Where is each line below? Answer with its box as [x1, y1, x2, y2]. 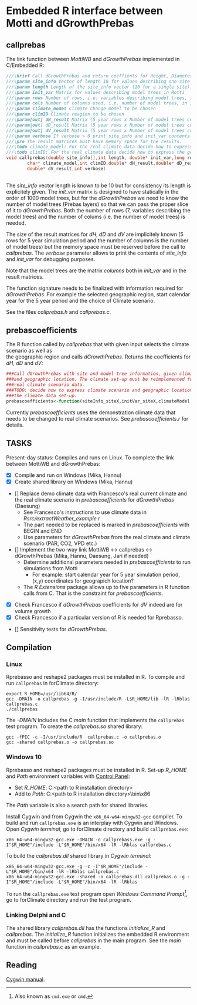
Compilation [6, 642, 52, 652]
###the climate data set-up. [6, 392, 77, 398]
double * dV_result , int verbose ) [27, 165, 107, 171]
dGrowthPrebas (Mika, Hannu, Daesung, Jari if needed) [14, 552, 149, 559]
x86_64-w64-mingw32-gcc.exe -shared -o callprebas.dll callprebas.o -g [6, 874, 185, 879]
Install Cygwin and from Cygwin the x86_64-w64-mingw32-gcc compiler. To [6, 813, 183, 820]
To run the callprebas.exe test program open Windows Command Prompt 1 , [6, 889, 188, 897]
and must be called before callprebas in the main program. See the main [6, 937, 181, 944]
